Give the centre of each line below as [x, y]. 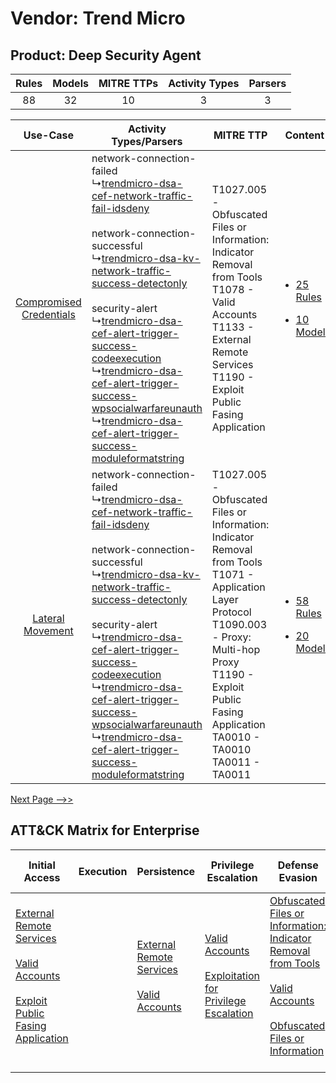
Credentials [48, 314]
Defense [298, 865]
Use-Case [49, 135]
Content [304, 135]
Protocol [231, 612]
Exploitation [232, 975]
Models [70, 83]
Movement [48, 630]
